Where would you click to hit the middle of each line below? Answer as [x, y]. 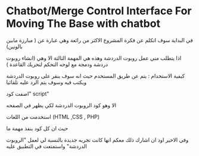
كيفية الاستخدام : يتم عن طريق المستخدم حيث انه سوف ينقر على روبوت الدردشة [96, 76]
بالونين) [14, 46]
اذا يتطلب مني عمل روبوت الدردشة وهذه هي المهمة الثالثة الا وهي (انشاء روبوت [94, 58]
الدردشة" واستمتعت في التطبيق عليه [47, 146]
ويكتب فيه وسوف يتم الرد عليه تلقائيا [46, 82]
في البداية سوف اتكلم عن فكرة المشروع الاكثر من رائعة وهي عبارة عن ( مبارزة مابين [100, 40]
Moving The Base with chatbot [83, 24]
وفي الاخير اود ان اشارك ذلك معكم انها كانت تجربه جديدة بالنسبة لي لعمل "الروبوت [97, 140]
